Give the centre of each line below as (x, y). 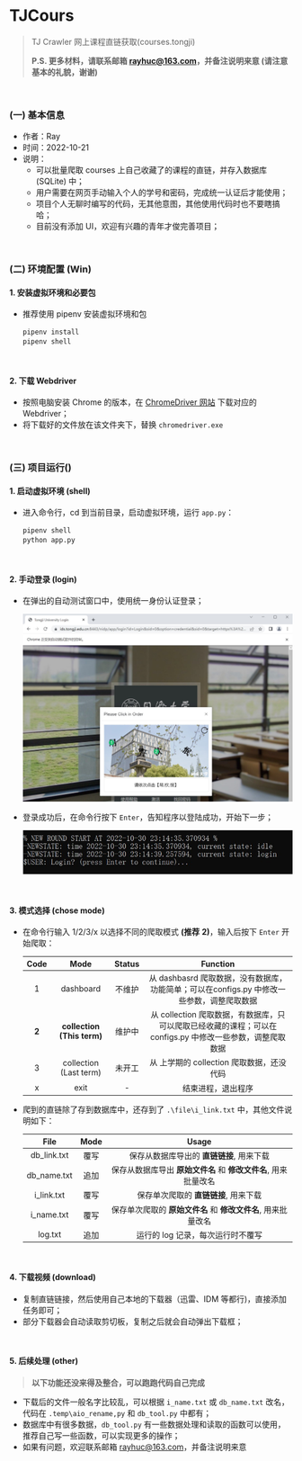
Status (127, 964)
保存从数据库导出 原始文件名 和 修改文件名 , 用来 (199, 1170)
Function (218, 964)
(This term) (81, 1036)
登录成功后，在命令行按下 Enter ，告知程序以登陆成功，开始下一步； (148, 817)
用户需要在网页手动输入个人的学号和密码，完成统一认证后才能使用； (162, 193)
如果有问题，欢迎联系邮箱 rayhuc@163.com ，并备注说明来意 (134, 1447)
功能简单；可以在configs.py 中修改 (214, 989)
